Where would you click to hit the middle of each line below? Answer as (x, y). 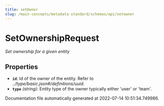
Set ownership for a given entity (37, 52)
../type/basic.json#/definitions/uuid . (48, 84)
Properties (22, 67)
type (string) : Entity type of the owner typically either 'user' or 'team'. (82, 89)
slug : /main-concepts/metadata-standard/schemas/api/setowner (70, 14)
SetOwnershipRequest (52, 38)
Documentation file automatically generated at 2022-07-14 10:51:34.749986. (82, 98)
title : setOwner (22, 9)
